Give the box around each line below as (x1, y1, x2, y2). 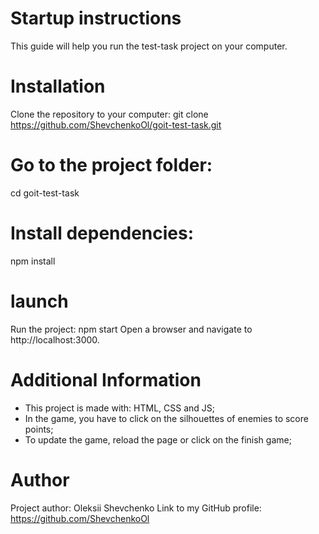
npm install (10, 255, 56, 267)
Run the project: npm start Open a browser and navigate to (10, 323, 253, 335)
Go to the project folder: (10, 154, 213, 177)
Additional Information (10, 368, 202, 391)
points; (24, 423, 54, 435)
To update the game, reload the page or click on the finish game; (24, 433, 292, 446)
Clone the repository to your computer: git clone (10, 108, 209, 120)
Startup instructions (10, 7, 182, 30)
